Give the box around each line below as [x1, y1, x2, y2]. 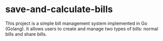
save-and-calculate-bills [5, 4, 113, 15]
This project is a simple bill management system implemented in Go [5, 20, 148, 26]
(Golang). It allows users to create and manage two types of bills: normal [5, 25, 158, 31]
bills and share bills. [5, 31, 47, 37]
